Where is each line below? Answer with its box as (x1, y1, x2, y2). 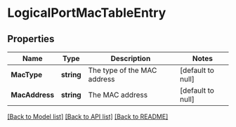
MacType (11, 70, 43, 79)
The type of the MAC (88, 65, 157, 75)
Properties (7, 33, 55, 45)
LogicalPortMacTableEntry (7, 5, 166, 21)
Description (110, 54, 151, 63)
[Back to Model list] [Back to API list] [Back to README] (7, 112, 169, 121)
